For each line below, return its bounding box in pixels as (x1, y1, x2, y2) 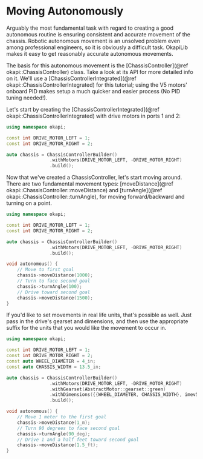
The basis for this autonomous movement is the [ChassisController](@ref (6, 62, 188, 69)
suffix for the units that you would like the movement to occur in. (6, 324, 167, 332)
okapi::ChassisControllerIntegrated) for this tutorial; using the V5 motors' (6, 81, 187, 89)
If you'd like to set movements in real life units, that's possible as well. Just (6, 311, 192, 319)
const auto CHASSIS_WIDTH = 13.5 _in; (6, 364, 101, 370)
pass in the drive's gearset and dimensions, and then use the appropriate (6, 318, 188, 325)
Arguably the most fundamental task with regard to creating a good (6, 24, 174, 32)
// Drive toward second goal (17, 289, 91, 295)
